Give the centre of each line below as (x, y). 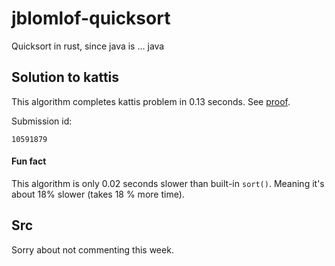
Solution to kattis (65, 77)
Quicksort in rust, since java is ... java (88, 46)
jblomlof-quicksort (91, 18)
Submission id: (42, 121)
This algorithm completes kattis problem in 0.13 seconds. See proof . (151, 101)
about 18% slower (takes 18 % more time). (98, 194)
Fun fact (29, 161)
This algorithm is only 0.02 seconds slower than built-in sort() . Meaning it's (168, 183)
